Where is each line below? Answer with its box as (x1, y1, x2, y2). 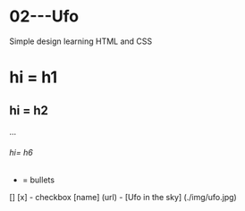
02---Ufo (9, 6, 80, 27)
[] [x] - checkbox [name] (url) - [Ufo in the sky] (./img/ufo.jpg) (9, 192, 237, 203)
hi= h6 (9, 147, 33, 157)
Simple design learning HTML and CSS (9, 36, 153, 46)
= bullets (21, 174, 55, 185)
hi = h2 (9, 103, 49, 118)
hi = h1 (9, 67, 58, 88)
